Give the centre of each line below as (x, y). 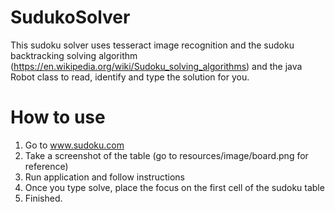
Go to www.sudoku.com (74, 145)
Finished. (43, 198)
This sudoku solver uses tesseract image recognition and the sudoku (152, 45)
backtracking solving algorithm (74, 55)
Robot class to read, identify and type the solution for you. (130, 77)
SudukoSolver (70, 17)
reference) (46, 166)
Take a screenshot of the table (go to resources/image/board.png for (166, 155)
